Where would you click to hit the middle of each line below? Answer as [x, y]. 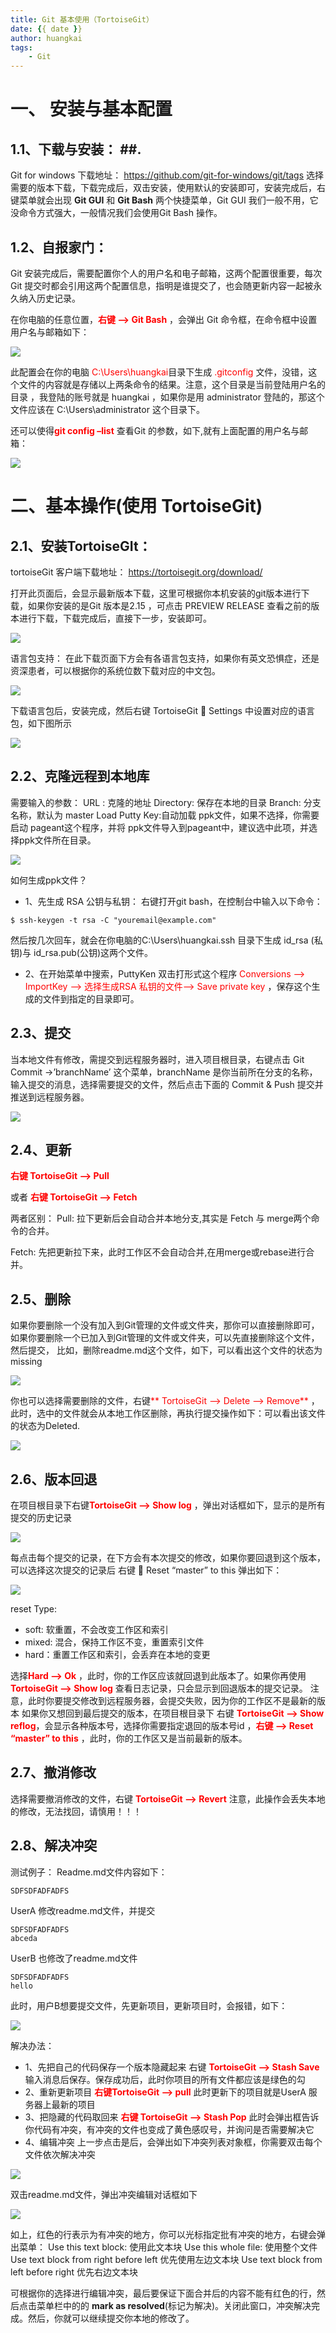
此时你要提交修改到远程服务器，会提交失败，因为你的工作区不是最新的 [172, 1700]
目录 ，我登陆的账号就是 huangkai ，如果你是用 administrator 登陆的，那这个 [167, 397]
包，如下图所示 [41, 723]
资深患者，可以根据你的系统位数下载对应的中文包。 [115, 670]
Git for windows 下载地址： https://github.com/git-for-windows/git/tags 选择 [167, 175]
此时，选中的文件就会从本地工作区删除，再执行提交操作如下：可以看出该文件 [168, 1413]
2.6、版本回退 [54, 1479]
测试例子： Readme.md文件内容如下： [89, 1872]
